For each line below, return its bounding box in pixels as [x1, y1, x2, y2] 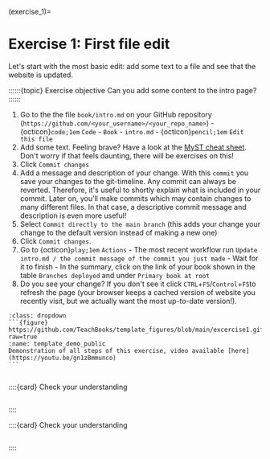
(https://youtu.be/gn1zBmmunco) [8, 354, 117, 362]
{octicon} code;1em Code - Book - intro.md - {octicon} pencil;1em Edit [19, 126, 244, 136]
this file [19, 135, 54, 143]
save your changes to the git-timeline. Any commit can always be [19, 176, 237, 186]
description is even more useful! [19, 211, 127, 220]
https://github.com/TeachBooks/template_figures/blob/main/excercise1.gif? [8, 326, 268, 334]
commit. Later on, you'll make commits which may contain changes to [19, 193, 252, 203]
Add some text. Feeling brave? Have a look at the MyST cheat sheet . [19, 142, 247, 152]
